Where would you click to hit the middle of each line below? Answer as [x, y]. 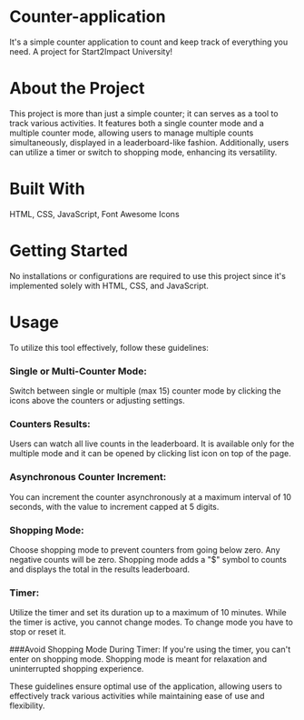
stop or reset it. [38, 632]
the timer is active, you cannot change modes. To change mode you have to [151, 622]
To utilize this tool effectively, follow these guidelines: [109, 347]
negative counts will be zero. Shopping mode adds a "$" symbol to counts [148, 559]
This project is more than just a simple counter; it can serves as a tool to [144, 113]
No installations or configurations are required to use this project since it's [147, 275]
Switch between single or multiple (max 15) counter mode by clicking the [145, 390]
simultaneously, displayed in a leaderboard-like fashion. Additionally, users [149, 142]
